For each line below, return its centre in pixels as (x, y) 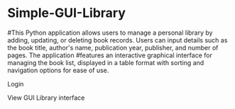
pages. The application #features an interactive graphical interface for (110, 55)
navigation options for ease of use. (58, 70)
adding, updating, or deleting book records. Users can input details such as (117, 40)
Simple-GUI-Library (66, 13)
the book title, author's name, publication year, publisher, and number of (113, 47)
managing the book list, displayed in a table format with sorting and (106, 62)
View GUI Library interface (46, 98)
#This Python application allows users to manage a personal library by (110, 33)
